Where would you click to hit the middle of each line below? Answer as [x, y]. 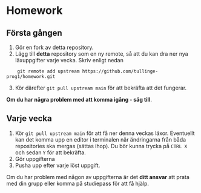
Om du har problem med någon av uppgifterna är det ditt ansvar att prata [98, 177]
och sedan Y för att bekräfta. [50, 152]
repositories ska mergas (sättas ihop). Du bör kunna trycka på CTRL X [101, 146]
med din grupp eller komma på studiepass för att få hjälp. [78, 183]
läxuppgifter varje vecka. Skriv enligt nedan [69, 60]
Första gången [34, 33]
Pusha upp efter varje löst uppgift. [58, 165]
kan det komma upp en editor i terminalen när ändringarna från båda [100, 139]
